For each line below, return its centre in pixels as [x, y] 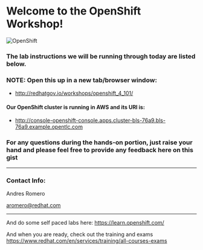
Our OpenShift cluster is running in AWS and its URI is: [76, 107]
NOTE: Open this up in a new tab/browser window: [82, 80]
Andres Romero [26, 193]
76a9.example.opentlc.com [49, 127]
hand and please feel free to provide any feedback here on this [100, 150]
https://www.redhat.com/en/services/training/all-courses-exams [87, 240]
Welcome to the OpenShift [74, 11]
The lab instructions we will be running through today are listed [101, 56]
